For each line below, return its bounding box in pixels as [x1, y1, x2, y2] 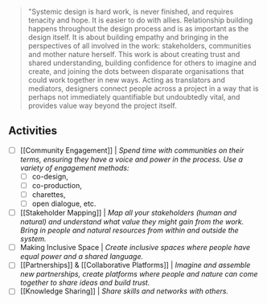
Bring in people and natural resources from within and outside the [19, 225, 239, 236]
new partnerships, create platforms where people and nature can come [19, 269, 258, 279]
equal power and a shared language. [19, 252, 144, 261]
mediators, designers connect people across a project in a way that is [27, 84, 259, 93]
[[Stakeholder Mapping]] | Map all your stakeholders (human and [19, 208, 237, 218]
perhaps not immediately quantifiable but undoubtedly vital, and [27, 92, 240, 101]
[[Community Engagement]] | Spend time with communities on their [19, 145, 244, 155]
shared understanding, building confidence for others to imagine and [27, 58, 257, 68]
